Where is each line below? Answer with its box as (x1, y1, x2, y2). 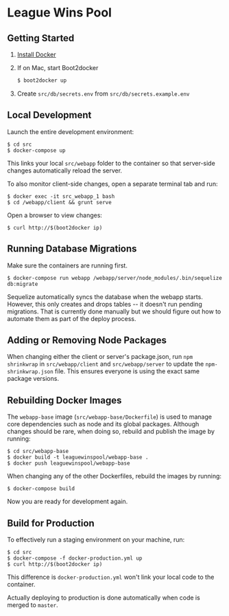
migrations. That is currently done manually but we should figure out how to (7, 307, 221, 316)
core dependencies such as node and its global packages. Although (7, 420, 200, 428)
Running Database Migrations (7, 243, 137, 255)
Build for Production (7, 517, 95, 529)
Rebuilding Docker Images (7, 394, 122, 406)
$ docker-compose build (7, 485, 75, 492)
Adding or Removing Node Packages (7, 334, 167, 346)
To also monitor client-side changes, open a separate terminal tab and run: (7, 179, 218, 188)
